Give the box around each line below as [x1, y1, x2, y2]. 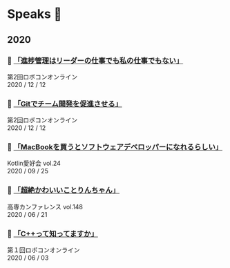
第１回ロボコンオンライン [7, 246, 80, 254]
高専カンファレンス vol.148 [7, 202, 83, 211]
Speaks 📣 [7, 6, 62, 22]
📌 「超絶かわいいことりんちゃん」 [7, 186, 120, 195]
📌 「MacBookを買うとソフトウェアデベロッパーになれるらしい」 [7, 142, 223, 152]
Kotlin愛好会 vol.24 [7, 159, 61, 168]
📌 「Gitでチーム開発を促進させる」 [7, 99, 122, 108]
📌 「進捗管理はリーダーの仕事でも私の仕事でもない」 [7, 55, 184, 65]
